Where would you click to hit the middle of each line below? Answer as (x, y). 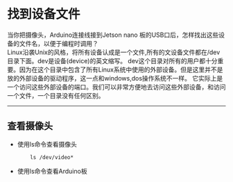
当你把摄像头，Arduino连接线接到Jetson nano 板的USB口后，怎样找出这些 (113, 35)
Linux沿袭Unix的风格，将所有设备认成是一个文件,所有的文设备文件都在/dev (114, 52)
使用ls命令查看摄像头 (47, 144)
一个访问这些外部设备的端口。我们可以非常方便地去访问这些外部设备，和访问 (116, 87)
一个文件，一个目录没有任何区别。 (56, 95)
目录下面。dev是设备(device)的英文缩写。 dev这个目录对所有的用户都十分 (112, 60)
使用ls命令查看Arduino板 (52, 171)
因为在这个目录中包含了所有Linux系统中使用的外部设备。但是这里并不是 (121, 69)
